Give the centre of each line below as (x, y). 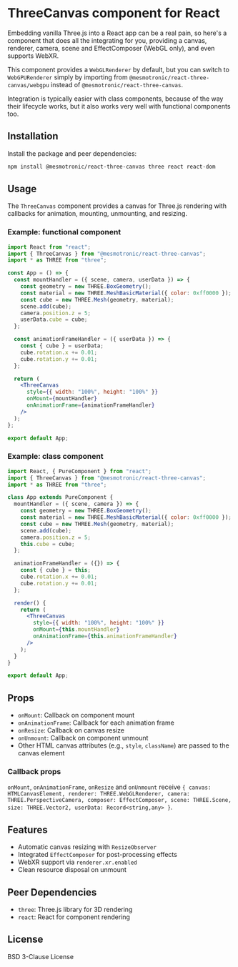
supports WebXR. (33, 56)
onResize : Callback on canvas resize (71, 730)
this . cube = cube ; (48, 544)
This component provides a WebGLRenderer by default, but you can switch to (119, 69)
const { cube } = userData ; (62, 346)
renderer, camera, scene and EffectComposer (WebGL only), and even (111, 48)
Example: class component (55, 457)
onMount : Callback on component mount (76, 715)
